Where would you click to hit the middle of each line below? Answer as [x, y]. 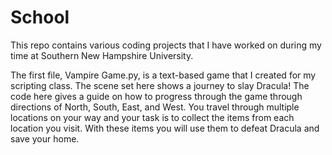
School [40, 17]
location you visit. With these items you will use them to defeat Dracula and [165, 128]
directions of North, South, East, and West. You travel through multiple [155, 107]
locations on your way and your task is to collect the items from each [152, 117]
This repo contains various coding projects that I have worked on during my [166, 45]
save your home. [45, 138]
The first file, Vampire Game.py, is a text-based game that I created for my [163, 75]
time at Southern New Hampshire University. [102, 55]
